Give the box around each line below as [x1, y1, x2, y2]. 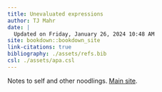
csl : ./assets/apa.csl [7, 57, 75, 64]
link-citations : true [7, 44, 72, 51]
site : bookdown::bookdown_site [7, 37, 101, 44]
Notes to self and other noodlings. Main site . [7, 76, 138, 85]
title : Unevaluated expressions [7, 10, 103, 18]
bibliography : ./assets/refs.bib [7, 51, 107, 58]
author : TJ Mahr [7, 17, 56, 24]
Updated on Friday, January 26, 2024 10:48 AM [14, 30, 155, 38]
